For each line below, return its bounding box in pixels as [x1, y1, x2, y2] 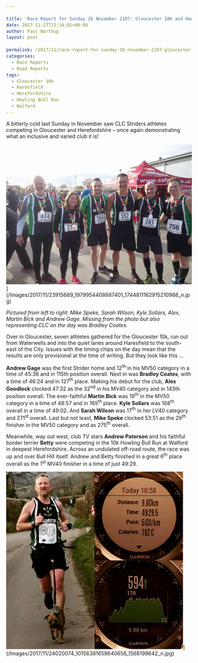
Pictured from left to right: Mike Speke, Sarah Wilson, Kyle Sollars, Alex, [6, 309, 180, 316]
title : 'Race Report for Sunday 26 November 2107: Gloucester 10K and [6, 15, 183, 22]
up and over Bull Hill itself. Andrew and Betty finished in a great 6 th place [6, 452, 183, 460]
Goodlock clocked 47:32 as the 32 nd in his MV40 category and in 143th [6, 384, 180, 392]
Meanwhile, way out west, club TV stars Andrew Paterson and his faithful [6, 433, 186, 440]
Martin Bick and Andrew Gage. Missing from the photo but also [6, 315, 160, 322]
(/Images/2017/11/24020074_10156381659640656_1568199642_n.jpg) [6, 650, 175, 657]
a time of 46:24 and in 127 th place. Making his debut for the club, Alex [6, 377, 177, 385]
